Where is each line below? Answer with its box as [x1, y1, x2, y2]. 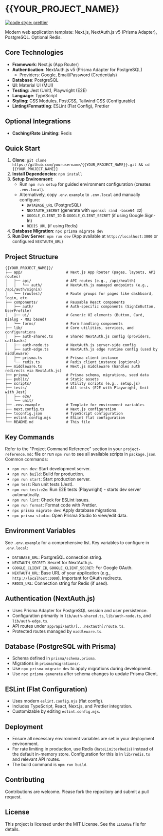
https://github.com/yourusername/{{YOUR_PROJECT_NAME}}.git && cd [12, 162, 150, 167]
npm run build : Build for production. [12, 471, 84, 477]
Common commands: [5, 456, 48, 462]
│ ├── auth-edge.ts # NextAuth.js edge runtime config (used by [5, 347, 158, 352]
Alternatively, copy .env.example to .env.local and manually [19, 192, 141, 198]
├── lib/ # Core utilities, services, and [5, 326, 134, 330]
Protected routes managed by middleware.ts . [12, 628, 103, 634]
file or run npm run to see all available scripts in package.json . [35, 451, 157, 457]
